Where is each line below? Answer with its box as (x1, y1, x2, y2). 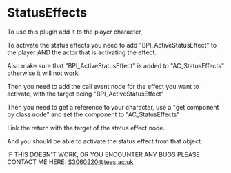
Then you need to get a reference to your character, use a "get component (7, 103, 219, 111)
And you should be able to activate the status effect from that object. (7, 136, 203, 145)
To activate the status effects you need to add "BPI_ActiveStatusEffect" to (7, 41, 217, 49)
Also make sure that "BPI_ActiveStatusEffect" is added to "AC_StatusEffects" (7, 61, 225, 70)
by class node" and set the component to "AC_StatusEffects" (7, 110, 180, 119)
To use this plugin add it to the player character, (7, 28, 143, 36)
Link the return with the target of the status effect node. (7, 123, 165, 132)
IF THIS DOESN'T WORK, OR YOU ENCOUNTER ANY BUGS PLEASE (7, 150, 200, 159)
